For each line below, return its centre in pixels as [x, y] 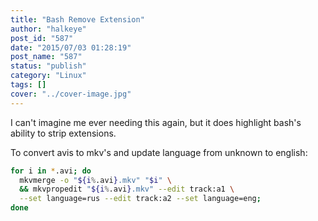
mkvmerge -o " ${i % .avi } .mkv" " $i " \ [95, 180]
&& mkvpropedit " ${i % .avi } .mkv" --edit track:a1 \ [127, 189]
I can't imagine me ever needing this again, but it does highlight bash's [156, 122]
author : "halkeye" [48, 29]
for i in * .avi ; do [51, 171]
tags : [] [28, 85]
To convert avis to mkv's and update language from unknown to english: [159, 152]
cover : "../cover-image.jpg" [71, 94]
